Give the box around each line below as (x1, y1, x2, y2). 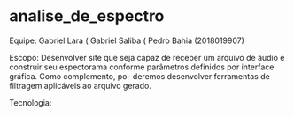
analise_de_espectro (9, 6, 165, 26)
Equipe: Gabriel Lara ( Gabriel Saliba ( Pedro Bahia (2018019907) (9, 35, 245, 46)
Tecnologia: (9, 97, 52, 107)
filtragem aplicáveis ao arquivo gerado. (9, 80, 152, 91)
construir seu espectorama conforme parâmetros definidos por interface (9, 62, 275, 72)
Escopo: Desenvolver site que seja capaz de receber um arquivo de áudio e (9, 52, 285, 62)
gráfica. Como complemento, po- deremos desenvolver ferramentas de (9, 70, 270, 81)
